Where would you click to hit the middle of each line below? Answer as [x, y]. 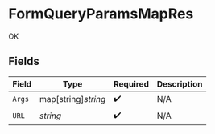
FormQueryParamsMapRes [101, 14]
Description [180, 83]
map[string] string [72, 99]
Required [131, 83]
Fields [24, 61]
